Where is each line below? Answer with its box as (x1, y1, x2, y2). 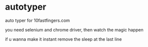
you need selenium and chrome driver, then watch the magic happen (5, 27, 144, 32)
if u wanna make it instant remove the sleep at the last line (5, 36, 122, 42)
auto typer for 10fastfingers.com (5, 17, 70, 23)
